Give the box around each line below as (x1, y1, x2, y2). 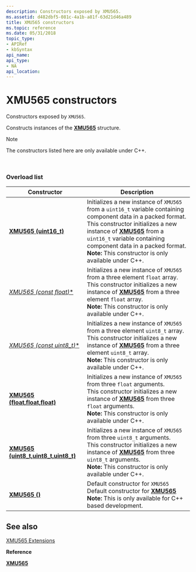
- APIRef (6, 42, 27, 47)
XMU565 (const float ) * (9, 288, 74, 296)
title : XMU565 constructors (6, 19, 75, 25)
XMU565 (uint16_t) (9, 227, 64, 235)
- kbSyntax (6, 47, 33, 53)
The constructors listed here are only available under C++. (6, 147, 147, 154)
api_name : (6, 52, 30, 58)
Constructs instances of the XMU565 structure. (6, 124, 121, 132)
